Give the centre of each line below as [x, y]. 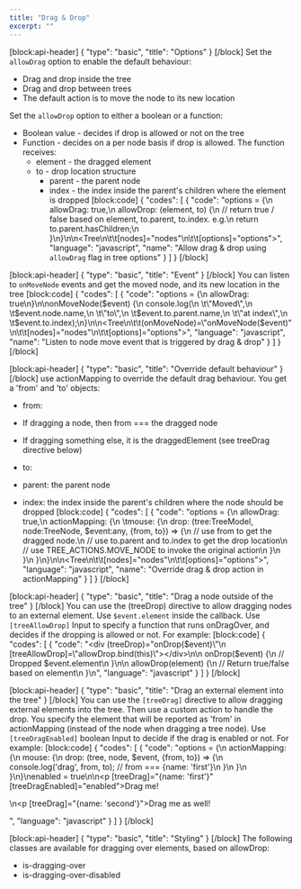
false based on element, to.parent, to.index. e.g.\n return [154, 219]
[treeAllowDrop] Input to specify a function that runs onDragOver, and [139, 625]
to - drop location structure [86, 171]
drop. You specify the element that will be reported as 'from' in [125, 719]
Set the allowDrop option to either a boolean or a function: [116, 115]
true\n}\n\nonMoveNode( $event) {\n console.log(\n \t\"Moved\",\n [131, 304]
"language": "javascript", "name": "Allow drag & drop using [158, 248]
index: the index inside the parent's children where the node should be [153, 502]
